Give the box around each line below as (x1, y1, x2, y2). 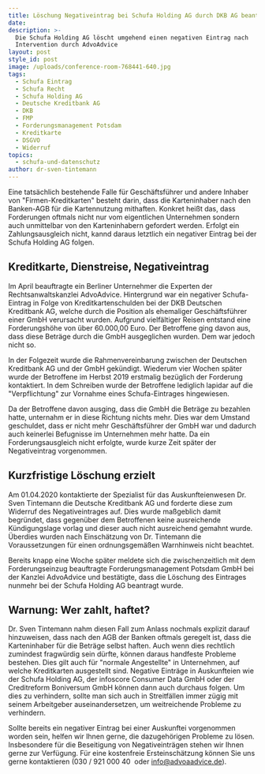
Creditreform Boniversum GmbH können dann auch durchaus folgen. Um (8, 683, 245, 693)
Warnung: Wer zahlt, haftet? (8, 604, 151, 617)
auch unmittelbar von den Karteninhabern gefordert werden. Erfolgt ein (8, 221, 240, 230)
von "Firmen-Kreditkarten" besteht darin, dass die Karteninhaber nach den (8, 196, 251, 205)
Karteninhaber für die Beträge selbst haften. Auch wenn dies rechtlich (8, 641, 235, 651)
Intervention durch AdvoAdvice (15, 41, 118, 49)
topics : (8, 151, 34, 159)
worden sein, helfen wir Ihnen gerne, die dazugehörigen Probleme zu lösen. (8, 731, 255, 742)
